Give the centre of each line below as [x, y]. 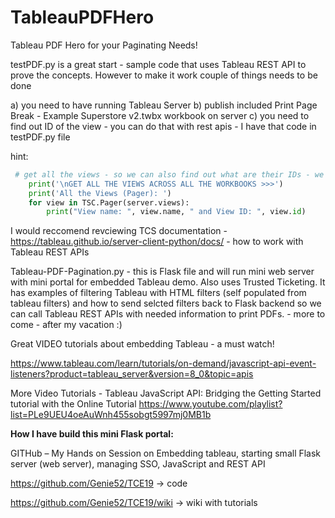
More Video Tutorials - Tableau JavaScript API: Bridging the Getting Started [166, 393]
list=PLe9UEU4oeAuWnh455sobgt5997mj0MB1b [111, 415]
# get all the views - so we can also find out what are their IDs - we [169, 174]
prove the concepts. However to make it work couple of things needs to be [164, 75]
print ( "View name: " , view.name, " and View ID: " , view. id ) [176, 212]
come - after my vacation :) [66, 325]
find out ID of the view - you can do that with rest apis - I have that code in [163, 126]
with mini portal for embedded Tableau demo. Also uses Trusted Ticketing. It [168, 282]
